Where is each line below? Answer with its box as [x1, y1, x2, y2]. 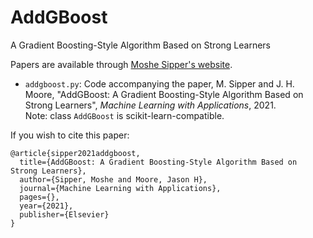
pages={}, [19, 192, 60, 202]
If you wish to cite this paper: [10, 129, 130, 141]
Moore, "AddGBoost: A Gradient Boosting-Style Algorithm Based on [24, 88, 304, 100]
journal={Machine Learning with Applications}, [19, 183, 222, 193]
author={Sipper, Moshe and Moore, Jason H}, [19, 174, 208, 185]
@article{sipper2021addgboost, [10, 148, 141, 158]
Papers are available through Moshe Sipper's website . [10, 58, 233, 70]
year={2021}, [19, 201, 74, 211]
